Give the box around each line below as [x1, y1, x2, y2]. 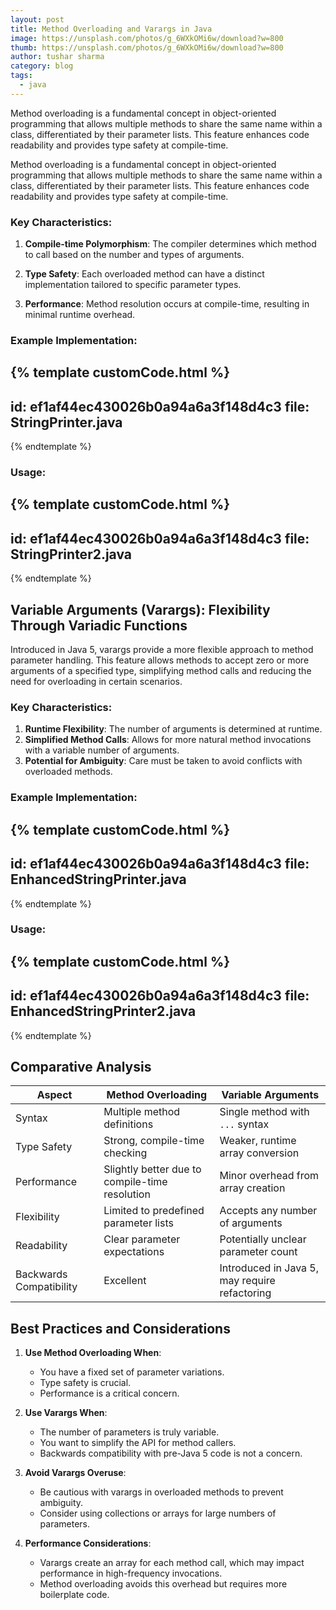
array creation [219, 1181, 286, 1195]
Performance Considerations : [24, 1537, 152, 1550]
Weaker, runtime [219, 1134, 297, 1148]
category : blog [10, 61, 74, 71]
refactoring [219, 1286, 272, 1300]
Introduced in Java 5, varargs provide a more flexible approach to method [10, 644, 314, 656]
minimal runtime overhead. [24, 309, 136, 321]
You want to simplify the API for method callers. [39, 1437, 237, 1449]
